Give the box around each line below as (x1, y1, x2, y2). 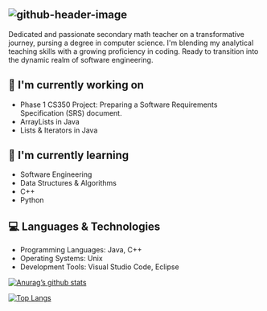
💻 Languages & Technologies (8, 219, 161, 233)
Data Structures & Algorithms (19, 178, 117, 188)
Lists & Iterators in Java (19, 125, 98, 135)
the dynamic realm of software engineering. (8, 55, 154, 64)
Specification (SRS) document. (19, 108, 122, 117)
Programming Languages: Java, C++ (19, 245, 142, 255)
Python (19, 195, 44, 205)
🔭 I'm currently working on (8, 78, 145, 92)
